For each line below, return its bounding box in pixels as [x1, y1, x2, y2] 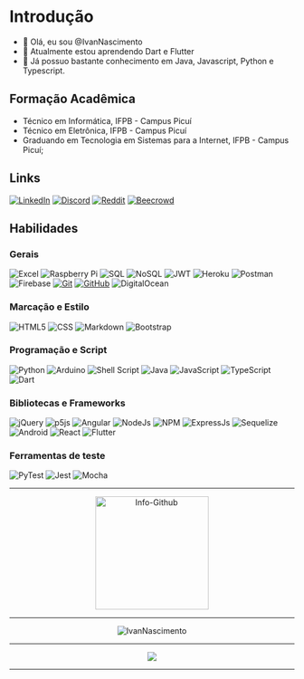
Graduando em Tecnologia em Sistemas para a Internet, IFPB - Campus [22, 134, 290, 146]
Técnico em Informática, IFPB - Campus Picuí [22, 115, 192, 126]
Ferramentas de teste [9, 450, 106, 463]
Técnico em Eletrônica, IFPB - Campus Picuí [22, 125, 187, 136]
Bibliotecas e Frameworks [9, 397, 126, 409]
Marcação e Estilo [9, 301, 90, 313]
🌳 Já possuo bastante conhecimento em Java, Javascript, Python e [22, 55, 274, 66]
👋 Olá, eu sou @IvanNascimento [22, 36, 143, 47]
